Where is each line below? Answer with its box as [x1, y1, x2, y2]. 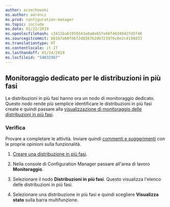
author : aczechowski [5, 7, 49, 13]
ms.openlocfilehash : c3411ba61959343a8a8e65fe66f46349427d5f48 [5, 31, 143, 36]
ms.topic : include [5, 21, 44, 27]
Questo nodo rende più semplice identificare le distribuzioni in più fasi [5, 100, 152, 107]
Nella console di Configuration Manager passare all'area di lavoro [12, 161, 150, 167]
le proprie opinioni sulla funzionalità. [5, 141, 81, 147]
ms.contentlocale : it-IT [5, 45, 58, 50]
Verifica [5, 124, 25, 132]
